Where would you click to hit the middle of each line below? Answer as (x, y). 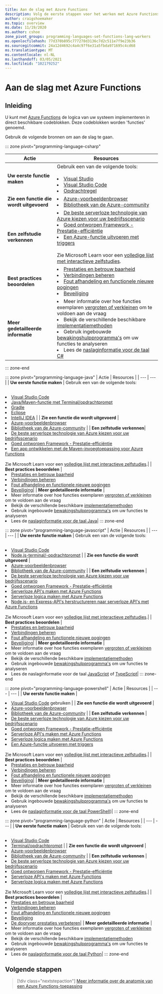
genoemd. (15, 128)
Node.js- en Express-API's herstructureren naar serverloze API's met (80, 602)
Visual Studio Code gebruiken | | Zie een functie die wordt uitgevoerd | (83, 703)
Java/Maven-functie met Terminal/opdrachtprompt (62, 402)
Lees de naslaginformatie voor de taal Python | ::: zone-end (70, 954)
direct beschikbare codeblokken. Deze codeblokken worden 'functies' (75, 122)
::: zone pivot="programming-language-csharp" (53, 147)
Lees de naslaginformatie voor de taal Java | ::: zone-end (68, 521)
